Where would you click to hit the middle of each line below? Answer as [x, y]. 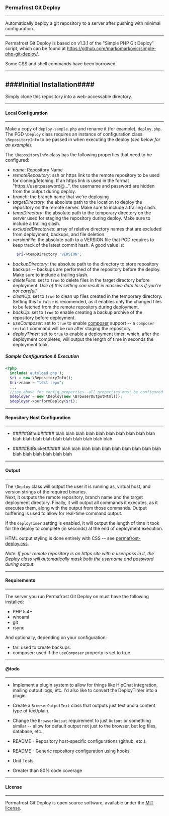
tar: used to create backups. [42, 647]
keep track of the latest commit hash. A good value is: [68, 245]
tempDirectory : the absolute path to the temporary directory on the [82, 213]
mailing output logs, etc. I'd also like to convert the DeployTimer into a [85, 690]
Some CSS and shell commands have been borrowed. [61, 64]
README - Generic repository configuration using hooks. [72, 751]
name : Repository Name [37, 170]
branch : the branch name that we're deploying [61, 197]
